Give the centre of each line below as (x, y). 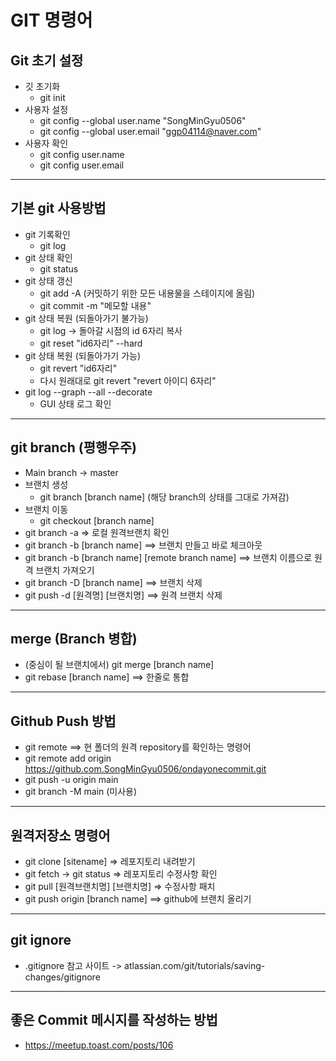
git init (52, 97)
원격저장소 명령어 (60, 835)
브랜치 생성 (46, 484)
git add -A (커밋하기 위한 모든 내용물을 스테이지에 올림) (147, 293)
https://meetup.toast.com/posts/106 (99, 1045)
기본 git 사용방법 (58, 208)
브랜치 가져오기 (65, 570)
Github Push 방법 (63, 721)
